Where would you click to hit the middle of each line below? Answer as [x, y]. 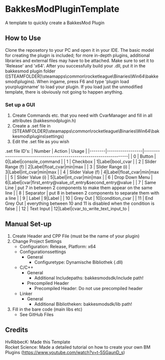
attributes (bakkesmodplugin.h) [44, 121]
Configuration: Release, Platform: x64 [58, 246]
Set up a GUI [20, 104]
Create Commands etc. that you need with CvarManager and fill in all [82, 115]
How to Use [23, 38]
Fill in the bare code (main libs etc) [47, 309]
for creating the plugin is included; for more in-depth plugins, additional [78, 55]
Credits [17, 330]
